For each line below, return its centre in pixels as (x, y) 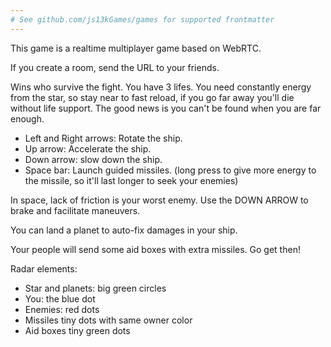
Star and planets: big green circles (95, 288)
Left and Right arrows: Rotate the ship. (103, 138)
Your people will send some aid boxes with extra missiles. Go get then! (155, 249)
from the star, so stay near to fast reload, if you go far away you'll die (152, 97)
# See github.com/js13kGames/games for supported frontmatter (142, 19)
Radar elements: (44, 268)
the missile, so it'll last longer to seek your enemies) (131, 180)
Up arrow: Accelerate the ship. (88, 148)
